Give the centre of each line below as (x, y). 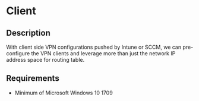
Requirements (33, 78)
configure (18, 53)
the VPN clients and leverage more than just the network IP (103, 53)
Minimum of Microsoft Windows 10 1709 (64, 93)
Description (28, 33)
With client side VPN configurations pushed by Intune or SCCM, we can (94, 47)
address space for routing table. (45, 60)
